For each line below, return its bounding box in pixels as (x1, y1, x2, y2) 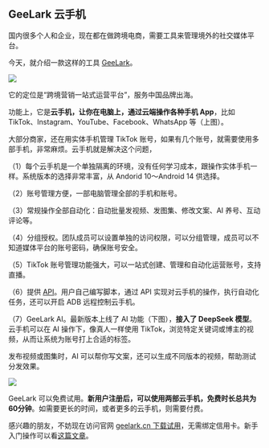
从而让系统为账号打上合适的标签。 (22, 334, 135, 343)
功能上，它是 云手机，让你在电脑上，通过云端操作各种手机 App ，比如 (8, 107, 235, 117)
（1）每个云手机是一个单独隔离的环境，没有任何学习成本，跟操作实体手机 (8, 161, 251, 171)
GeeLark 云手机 (8, 7, 86, 22)
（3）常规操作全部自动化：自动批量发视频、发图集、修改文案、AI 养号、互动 (8, 205, 261, 215)
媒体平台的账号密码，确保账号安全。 (22, 242, 142, 252)
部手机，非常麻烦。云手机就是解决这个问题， (8, 144, 157, 154)
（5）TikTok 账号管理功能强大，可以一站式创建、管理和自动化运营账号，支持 (8, 260, 262, 269)
